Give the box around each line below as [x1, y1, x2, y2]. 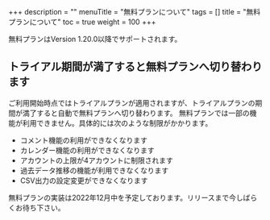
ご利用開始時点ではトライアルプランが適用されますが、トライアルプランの [8, 98, 255, 107]
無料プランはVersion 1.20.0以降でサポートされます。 [8, 35, 182, 44]
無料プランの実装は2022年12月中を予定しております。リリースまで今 [8, 193, 236, 202]
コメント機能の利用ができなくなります [19, 135, 147, 145]
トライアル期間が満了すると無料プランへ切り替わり [8, 60, 263, 74]
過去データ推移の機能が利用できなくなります [19, 165, 169, 175]
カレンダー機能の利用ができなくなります [19, 145, 155, 155]
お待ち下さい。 [15, 202, 65, 212]
